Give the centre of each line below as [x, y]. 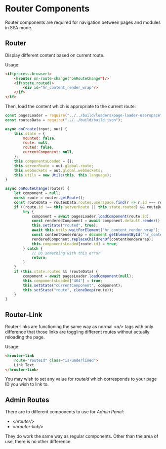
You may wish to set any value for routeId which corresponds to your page [81, 379]
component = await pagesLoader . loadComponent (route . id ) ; [91, 216]
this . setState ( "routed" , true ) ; [65, 225]
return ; [40, 258]
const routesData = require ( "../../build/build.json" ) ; [64, 120]
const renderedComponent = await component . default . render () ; [97, 221]
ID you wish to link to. [27, 384]
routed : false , [39, 147]
